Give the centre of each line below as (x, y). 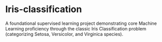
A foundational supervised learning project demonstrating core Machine (81, 23)
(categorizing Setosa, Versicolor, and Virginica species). (64, 34)
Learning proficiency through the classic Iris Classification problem (76, 28)
